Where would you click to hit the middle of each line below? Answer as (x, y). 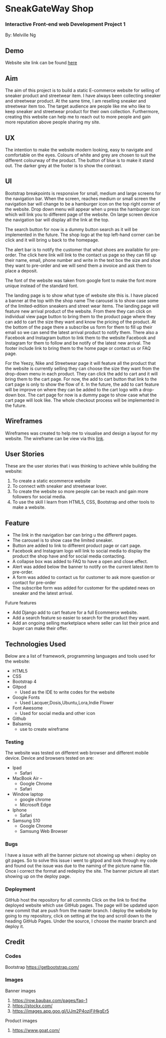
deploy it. (15, 926)
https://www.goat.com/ (36, 1030)
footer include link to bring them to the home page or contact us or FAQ (78, 348)
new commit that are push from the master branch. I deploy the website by (81, 910)
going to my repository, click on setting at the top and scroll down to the (79, 916)
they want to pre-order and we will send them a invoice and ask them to (79, 265)
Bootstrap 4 (24, 681)
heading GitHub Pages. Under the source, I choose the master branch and (81, 921)
